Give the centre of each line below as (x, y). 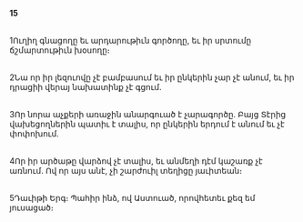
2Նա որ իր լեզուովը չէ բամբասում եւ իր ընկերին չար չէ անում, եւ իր (152, 77)
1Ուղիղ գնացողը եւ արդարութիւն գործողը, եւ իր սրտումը (131, 40)
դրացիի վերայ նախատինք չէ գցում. (86, 87)
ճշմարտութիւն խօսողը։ (60, 50)
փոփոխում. (34, 134)
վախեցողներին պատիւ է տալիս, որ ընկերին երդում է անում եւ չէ (147, 124)
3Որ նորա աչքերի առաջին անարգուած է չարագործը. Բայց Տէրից (148, 114)
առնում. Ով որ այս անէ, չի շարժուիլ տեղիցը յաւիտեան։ (126, 171)
